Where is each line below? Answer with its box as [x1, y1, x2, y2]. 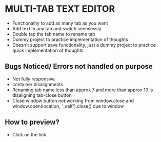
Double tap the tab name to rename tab [12, 31, 95, 37]
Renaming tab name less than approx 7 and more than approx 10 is [12, 87, 153, 93]
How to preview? [5, 118, 59, 127]
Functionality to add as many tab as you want [12, 20, 108, 26]
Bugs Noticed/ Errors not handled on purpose [5, 62, 153, 71]
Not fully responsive [12, 75, 55, 82]
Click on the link [12, 131, 47, 137]
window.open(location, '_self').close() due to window [12, 103, 124, 109]
